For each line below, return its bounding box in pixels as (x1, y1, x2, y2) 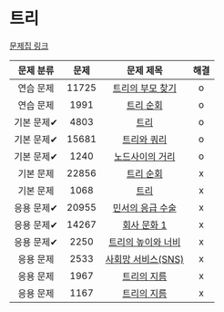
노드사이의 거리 (113, 150, 176, 162)
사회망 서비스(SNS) (105, 253, 185, 265)
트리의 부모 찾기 (112, 81, 178, 94)
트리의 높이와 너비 (108, 235, 181, 248)
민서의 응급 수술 (112, 202, 178, 214)
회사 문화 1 (122, 218, 168, 231)
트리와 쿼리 (122, 133, 168, 146)
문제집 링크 (9, 40, 49, 51)
